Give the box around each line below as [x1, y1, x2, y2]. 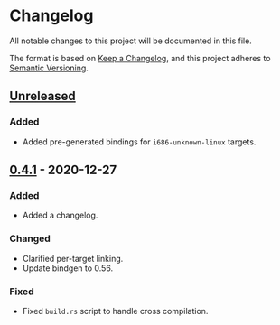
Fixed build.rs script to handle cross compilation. [22, 305, 209, 316]
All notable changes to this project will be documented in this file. [9, 35, 253, 46]
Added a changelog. [22, 209, 98, 221]
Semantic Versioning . [9, 62, 89, 73]
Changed [9, 232, 51, 245]
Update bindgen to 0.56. [22, 263, 114, 274]
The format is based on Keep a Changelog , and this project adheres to [9, 52, 271, 63]
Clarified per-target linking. [22, 253, 124, 264]
